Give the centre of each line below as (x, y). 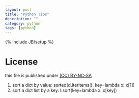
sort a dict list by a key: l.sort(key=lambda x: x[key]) (64, 90)
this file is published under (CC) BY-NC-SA (48, 76)
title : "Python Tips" (27, 14)
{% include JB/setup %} (29, 42)
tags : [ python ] (21, 28)
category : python (23, 23)
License (22, 62)
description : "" (22, 19)
